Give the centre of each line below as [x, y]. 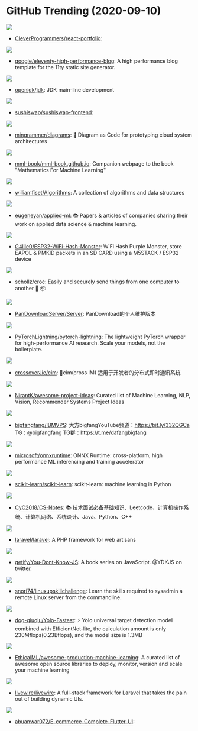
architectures [31, 141]
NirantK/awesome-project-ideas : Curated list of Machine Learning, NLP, [103, 395]
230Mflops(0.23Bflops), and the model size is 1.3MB [79, 635]
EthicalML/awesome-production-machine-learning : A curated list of [97, 657]
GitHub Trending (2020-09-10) [84, 11]
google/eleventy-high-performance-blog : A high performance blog [96, 61]
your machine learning [42, 670]
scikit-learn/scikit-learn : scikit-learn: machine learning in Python [93, 484]
